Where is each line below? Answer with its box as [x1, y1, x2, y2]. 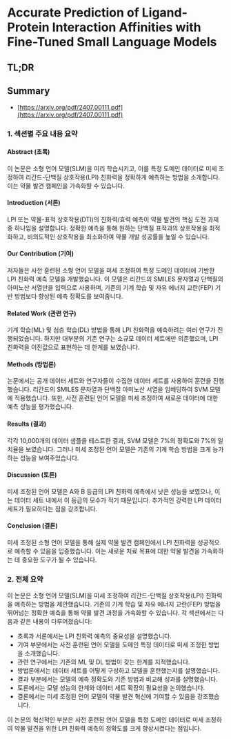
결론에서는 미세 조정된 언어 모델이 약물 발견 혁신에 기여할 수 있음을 [17, 692, 196, 701]
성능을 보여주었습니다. [19, 453, 79, 462]
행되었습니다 [7, 335, 41, 343]
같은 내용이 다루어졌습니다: [19, 618, 92, 626]
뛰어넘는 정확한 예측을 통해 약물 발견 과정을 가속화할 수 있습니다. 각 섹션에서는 [7, 609, 217, 617]
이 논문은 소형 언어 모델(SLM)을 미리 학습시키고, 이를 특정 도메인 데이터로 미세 [7, 164, 217, 173]
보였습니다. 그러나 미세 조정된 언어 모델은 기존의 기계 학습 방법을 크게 [25, 445, 212, 453]
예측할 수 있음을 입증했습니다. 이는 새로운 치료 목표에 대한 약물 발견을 [14, 546, 200, 555]
